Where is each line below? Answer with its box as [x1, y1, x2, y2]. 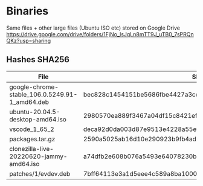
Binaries [6, 4, 49, 18]
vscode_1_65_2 [9, 125, 54, 133]
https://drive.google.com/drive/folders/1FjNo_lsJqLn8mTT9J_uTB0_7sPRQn [6, 30, 195, 37]
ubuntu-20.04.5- [9, 107, 60, 116]
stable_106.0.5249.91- [9, 90, 78, 98]
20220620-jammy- [9, 152, 68, 161]
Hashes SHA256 [6, 54, 70, 65]
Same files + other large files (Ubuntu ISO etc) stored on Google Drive [6, 24, 180, 31]
